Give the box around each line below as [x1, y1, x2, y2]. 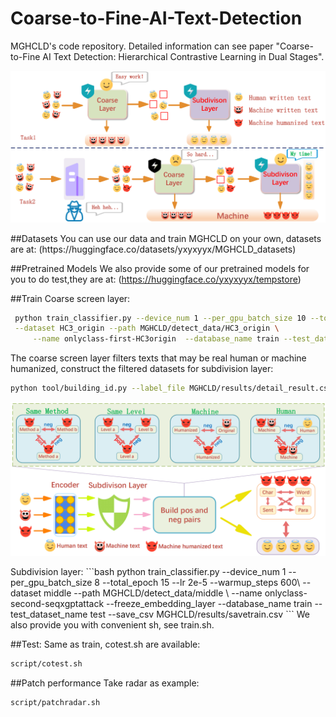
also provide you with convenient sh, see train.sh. [10, 619, 215, 631]
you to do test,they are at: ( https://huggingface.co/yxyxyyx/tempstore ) [10, 273, 302, 285]
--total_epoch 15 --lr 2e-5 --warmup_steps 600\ [101, 577, 301, 589]
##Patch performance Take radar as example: [10, 677, 200, 689]
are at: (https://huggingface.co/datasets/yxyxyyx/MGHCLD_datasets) [10, 243, 297, 255]
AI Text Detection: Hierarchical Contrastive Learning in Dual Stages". [42, 50, 325, 62]
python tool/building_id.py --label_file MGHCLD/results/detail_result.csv [10, 383, 333, 394]
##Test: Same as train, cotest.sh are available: [10, 638, 201, 651]
